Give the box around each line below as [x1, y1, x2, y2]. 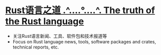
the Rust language [5, 16, 84, 27]
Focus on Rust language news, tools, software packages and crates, [12, 38, 156, 44]
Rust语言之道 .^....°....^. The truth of [5, 5, 155, 16]
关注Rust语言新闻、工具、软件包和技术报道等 [12, 33, 108, 39]
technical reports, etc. [12, 44, 59, 50]
